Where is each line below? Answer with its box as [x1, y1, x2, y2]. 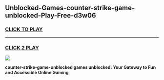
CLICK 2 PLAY [5, 44, 39, 51]
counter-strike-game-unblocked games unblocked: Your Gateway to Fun [5, 64, 156, 70]
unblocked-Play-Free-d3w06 [5, 12, 96, 20]
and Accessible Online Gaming [5, 69, 69, 75]
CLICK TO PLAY [5, 26, 43, 33]
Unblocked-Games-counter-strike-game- [5, 4, 135, 12]
